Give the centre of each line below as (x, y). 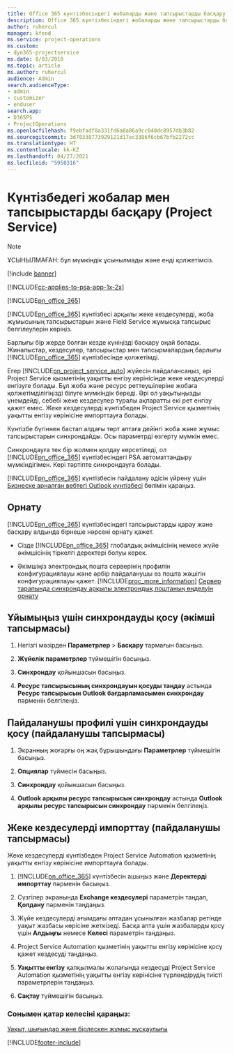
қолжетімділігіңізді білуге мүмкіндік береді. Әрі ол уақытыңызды (104, 393)
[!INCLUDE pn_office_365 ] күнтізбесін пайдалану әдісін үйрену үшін (107, 478)
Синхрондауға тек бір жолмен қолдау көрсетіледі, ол (87, 449)
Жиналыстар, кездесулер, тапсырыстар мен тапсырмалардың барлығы (114, 350)
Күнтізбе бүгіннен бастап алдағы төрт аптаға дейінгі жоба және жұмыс (114, 428)
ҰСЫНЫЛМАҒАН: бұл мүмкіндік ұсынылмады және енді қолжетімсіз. (110, 260)
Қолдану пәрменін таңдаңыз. (61, 904)
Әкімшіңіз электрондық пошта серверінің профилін (94, 566)
